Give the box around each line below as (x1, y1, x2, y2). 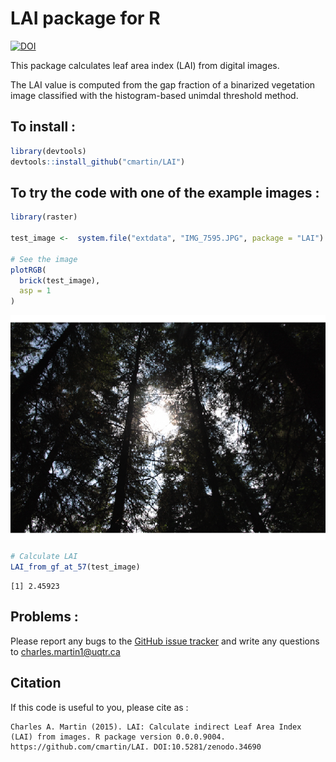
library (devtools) (10, 146, 87, 156)
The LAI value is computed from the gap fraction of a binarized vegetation (10, 78, 316, 91)
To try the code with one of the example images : (10, 184, 320, 201)
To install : (10, 118, 77, 136)
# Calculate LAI (10, 552, 78, 562)
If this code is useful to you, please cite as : (10, 701, 189, 713)
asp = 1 (19, 286, 52, 296)
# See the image (10, 254, 78, 264)
